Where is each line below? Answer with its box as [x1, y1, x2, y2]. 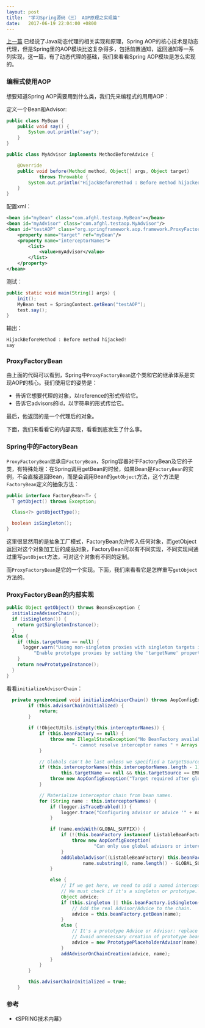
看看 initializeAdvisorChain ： [6, 685, 83, 692]
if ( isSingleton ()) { [12, 616, 67, 622]
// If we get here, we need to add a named [60, 883, 173, 889]
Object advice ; [60, 894, 99, 900]
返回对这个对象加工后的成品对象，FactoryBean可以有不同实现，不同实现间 [6, 545, 193, 553]
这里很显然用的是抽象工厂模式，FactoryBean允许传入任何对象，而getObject [6, 538, 197, 545]
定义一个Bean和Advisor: [6, 105, 67, 113]
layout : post [6, 9, 40, 15]
